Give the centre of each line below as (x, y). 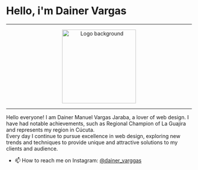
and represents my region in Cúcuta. (50, 130)
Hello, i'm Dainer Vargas (66, 11)
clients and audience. (32, 148)
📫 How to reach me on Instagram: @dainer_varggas (78, 160)
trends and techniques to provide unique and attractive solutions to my (92, 142)
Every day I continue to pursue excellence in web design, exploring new (93, 136)
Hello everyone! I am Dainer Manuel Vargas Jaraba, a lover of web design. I (98, 117)
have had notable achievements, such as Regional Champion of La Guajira (96, 123)
